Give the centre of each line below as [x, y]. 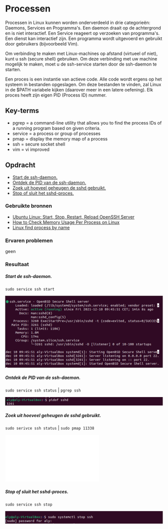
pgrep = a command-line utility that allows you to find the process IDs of [87, 122]
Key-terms [22, 111]
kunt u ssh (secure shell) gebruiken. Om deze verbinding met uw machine [81, 58]
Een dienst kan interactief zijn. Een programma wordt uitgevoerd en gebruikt [84, 38]
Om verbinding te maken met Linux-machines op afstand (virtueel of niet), [81, 53]
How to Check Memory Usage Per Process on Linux [66, 222]
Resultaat [17, 264]
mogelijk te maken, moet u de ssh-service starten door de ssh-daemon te [81, 64]
